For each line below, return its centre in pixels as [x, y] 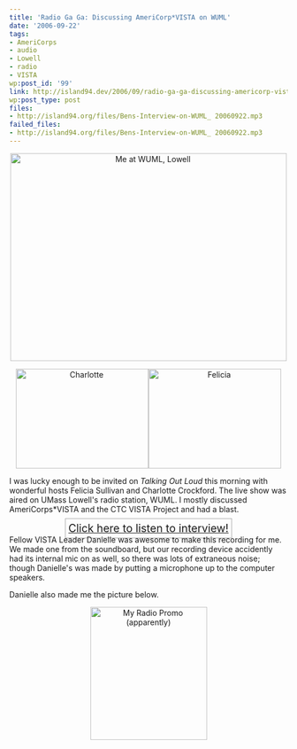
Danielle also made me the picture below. [84, 594]
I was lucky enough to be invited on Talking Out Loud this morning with [138, 480]
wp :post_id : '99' [41, 83]
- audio [23, 51]
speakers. [27, 577]
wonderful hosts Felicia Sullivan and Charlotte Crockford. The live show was [148, 490]
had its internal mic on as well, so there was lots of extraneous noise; [135, 558]
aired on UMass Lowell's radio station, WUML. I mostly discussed [128, 499]
